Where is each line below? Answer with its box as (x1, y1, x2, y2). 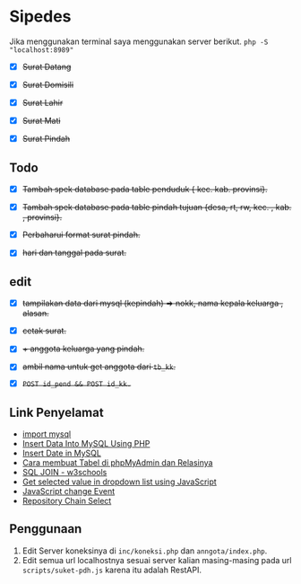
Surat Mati (21, 115, 61, 127)
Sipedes (9, 6, 72, 27)
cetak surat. (21, 325, 67, 336)
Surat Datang (21, 61, 72, 72)
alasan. (21, 308, 49, 319)
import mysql (21, 429, 72, 439)
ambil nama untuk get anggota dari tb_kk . (21, 361, 176, 372)
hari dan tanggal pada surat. (21, 247, 127, 258)
